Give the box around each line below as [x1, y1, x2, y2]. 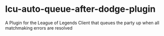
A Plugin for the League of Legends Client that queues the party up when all [5, 20, 160, 26]
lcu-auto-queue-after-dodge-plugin [5, 3, 156, 15]
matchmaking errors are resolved [5, 25, 73, 31]
